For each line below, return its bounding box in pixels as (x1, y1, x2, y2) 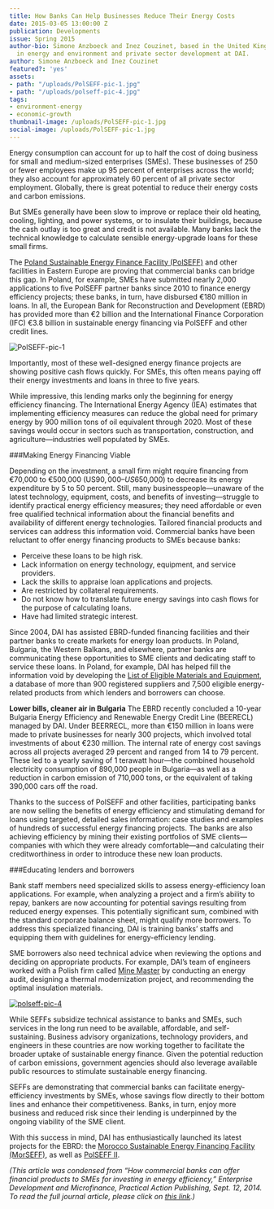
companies (9, 840, 47, 850)
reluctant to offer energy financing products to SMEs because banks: (9, 535, 241, 545)
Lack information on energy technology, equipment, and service (20, 559, 237, 569)
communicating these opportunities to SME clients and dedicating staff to (9, 653, 255, 663)
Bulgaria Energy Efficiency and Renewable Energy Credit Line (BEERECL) (9, 712, 254, 721)
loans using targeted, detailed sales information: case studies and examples (9, 814, 263, 824)
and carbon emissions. (9, 191, 86, 200)
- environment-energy (9, 103, 83, 111)
